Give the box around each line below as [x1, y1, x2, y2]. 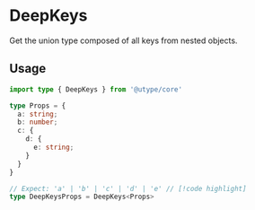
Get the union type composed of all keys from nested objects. [9, 35, 238, 46]
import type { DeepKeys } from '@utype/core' [9, 84, 182, 94]
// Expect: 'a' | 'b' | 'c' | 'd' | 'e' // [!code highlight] [9, 184, 247, 193]
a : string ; [17, 109, 58, 118]
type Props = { [9, 101, 66, 110]
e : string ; [32, 143, 75, 152]
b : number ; [17, 118, 58, 127]
